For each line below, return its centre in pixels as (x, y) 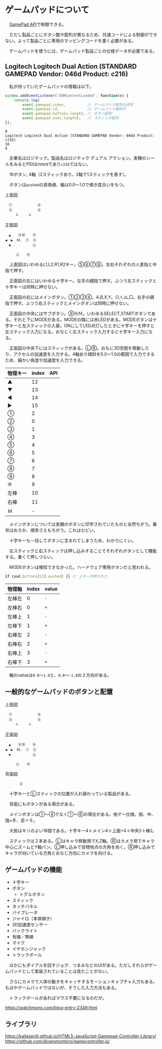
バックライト (25, 931)
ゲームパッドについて (47, 10)
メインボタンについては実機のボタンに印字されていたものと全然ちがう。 (81, 524)
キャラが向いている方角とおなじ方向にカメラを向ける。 (60, 853)
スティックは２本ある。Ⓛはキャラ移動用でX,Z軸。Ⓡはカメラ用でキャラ (82, 841)
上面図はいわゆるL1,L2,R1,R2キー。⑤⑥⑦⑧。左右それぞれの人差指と (81, 264)
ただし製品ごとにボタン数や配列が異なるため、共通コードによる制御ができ (83, 34)
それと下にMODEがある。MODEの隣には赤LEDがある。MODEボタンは (83, 319)
